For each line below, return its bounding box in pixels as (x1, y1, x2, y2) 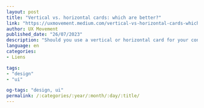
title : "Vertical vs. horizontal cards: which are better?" (6, 15, 162, 21)
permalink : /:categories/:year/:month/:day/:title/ (6, 93, 140, 99)
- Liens (6, 54, 26, 60)
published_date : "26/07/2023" (6, 32, 83, 38)
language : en (6, 43, 39, 49)
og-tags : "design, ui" (6, 87, 64, 93)
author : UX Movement (6, 25, 59, 32)
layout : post (6, 8, 39, 15)
